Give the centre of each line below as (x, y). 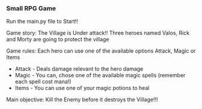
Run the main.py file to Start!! (42, 22)
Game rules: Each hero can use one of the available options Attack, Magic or (101, 51)
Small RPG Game (31, 8)
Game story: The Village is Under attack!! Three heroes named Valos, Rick (98, 33)
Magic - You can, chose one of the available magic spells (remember (100, 75)
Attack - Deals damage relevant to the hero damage (79, 69)
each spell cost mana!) (43, 81)
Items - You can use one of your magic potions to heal (82, 88)
